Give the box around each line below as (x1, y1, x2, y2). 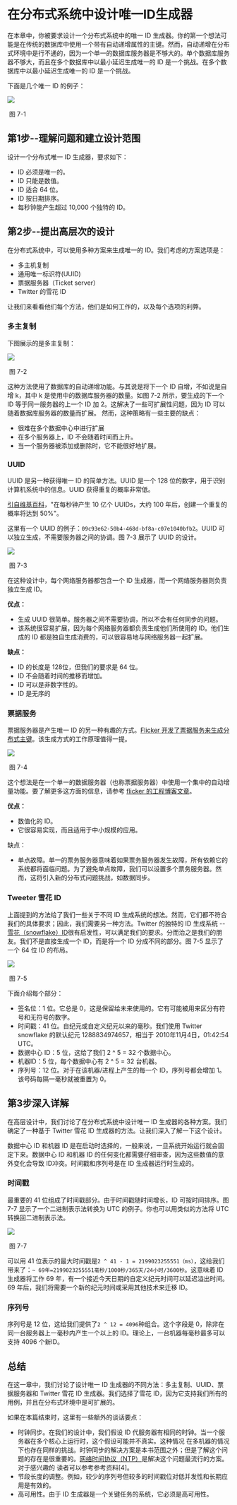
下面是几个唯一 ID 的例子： (7, 81, 85, 90)
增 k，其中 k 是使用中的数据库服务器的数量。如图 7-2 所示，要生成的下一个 (7, 391, 224, 399)
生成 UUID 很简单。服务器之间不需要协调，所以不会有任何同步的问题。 (17, 615, 222, 624)
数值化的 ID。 (17, 817, 57, 825)
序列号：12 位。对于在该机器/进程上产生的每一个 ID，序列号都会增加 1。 (17, 1066, 226, 1074)
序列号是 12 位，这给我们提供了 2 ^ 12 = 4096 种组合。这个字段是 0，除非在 (7, 1320, 224, 1328)
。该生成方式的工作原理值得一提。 (32, 735, 131, 743)
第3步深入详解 (7, 1097, 69, 1109)
